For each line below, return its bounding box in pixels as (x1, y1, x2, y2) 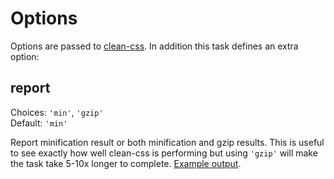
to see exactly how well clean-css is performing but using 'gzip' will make (10, 147, 318, 159)
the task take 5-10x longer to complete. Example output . (10, 157, 242, 169)
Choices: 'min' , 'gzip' (10, 106, 104, 118)
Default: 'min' (10, 117, 68, 129)
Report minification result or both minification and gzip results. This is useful (10, 136, 325, 148)
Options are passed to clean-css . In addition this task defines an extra (10, 40, 299, 52)
